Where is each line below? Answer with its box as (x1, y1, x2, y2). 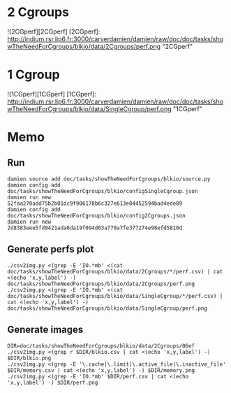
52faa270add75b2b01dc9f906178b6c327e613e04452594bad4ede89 (7, 200, 183, 207)
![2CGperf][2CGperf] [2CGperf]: (7, 27, 100, 36)
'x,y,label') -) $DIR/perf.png (7, 379, 98, 386)
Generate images (7, 324, 84, 336)
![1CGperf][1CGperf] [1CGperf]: (7, 90, 96, 98)
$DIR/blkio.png (7, 355, 52, 362)
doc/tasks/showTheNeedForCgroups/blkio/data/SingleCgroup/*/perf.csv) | (7, 292, 223, 299)
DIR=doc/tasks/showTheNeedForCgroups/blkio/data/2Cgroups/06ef (7, 342, 195, 350)
